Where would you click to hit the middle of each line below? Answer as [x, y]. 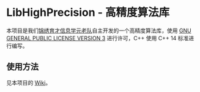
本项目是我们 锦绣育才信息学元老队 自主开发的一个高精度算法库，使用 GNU [99, 30]
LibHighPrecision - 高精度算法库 [88, 12]
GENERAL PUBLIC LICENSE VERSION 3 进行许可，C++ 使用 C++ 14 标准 [98, 38]
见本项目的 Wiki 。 [29, 82]
